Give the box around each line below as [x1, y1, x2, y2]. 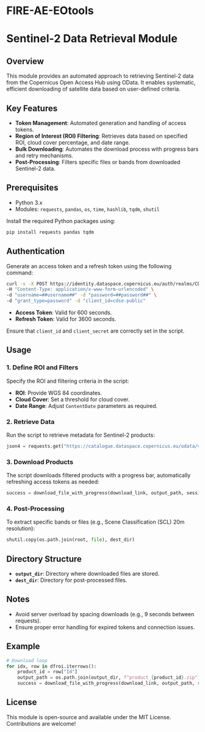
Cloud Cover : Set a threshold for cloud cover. [15, 396, 130, 403]
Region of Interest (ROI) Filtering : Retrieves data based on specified [15, 132, 188, 140]
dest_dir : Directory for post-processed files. [15, 576, 128, 584]
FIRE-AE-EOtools [6, 4, 95, 18]
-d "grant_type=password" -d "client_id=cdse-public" [6, 298, 146, 304]
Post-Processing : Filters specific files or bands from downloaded [15, 159, 181, 165]
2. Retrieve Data [6, 417, 55, 426]
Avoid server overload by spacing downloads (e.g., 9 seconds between [15, 610, 195, 617]
